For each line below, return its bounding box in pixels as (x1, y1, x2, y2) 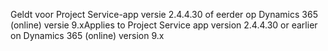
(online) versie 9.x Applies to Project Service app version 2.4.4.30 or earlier (10, 19, 318, 31)
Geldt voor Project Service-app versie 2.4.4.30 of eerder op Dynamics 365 (10, 9, 318, 20)
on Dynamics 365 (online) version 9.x (10, 30, 165, 41)
